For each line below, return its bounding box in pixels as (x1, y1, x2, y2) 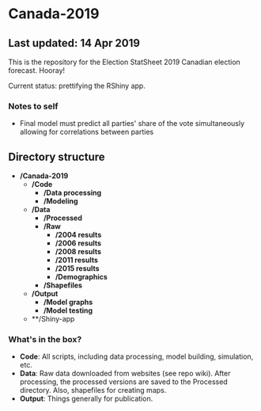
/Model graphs (43, 298, 93, 307)
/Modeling (43, 196, 78, 206)
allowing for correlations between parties (19, 127, 154, 137)
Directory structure (8, 150, 105, 163)
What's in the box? (8, 334, 82, 345)
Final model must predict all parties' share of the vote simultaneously (19, 119, 245, 128)
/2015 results (55, 264, 100, 273)
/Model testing (43, 306, 93, 315)
